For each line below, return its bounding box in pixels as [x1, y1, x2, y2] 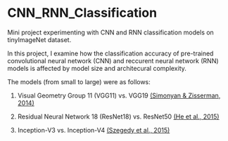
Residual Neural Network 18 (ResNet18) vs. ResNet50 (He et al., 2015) [17, 112, 220, 121]
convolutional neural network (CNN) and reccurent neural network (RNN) [7, 56, 220, 65]
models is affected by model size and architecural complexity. [7, 64, 186, 72]
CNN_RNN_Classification [7, 5, 157, 21]
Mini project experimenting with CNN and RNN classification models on [7, 28, 215, 36]
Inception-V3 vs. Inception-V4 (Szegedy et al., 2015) [17, 126, 170, 134]
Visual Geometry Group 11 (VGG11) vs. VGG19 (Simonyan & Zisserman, [17, 91, 221, 100]
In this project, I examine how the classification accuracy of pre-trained [7, 49, 214, 58]
